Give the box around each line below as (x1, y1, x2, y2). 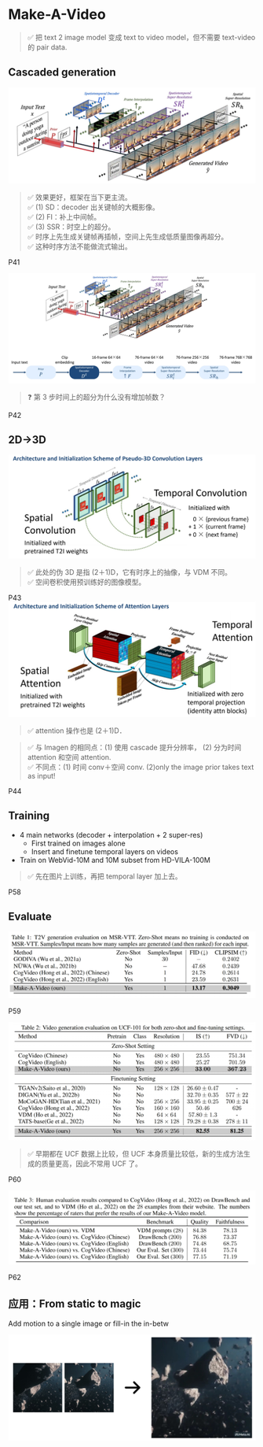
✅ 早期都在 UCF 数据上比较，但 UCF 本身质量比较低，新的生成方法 (27, 1149, 244, 1158)
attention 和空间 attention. (27, 753, 111, 761)
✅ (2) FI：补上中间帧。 (27, 212, 101, 221)
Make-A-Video (8, 6, 106, 24)
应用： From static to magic (8, 1297, 141, 1311)
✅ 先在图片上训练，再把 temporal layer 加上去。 (27, 872, 182, 881)
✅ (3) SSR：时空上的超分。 (27, 222, 115, 231)
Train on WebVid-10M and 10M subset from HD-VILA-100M (19, 855, 210, 864)
